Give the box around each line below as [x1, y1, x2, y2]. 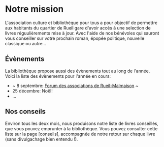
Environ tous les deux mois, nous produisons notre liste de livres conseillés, [5, 120, 159, 126]
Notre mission [5, 3, 64, 15]
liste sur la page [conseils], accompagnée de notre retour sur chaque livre [5, 131, 156, 137]
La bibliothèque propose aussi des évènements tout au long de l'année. [5, 68, 150, 74]
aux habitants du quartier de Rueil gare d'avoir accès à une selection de [5, 25, 151, 30]
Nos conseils [5, 107, 46, 116]
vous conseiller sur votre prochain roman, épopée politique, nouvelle [5, 35, 144, 41]
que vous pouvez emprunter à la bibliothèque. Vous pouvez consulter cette [5, 125, 158, 131]
